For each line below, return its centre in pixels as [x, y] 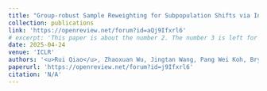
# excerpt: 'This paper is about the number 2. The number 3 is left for [133, 38]
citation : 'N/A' [35, 74]
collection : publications [51, 23]
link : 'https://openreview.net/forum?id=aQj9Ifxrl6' [97, 30]
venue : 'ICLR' [32, 52]
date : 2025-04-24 [37, 45]
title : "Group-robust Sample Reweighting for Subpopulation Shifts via [129, 15]
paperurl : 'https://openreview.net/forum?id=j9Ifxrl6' [101, 67]
